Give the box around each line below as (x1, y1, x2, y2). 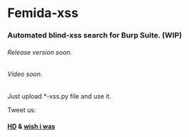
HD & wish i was (7, 122, 55, 131)
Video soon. (7, 70, 43, 79)
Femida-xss (7, 5, 79, 21)
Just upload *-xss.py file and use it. (7, 92, 112, 100)
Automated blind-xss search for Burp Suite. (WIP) (7, 31, 183, 40)
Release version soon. (7, 48, 72, 56)
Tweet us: (7, 105, 36, 114)
